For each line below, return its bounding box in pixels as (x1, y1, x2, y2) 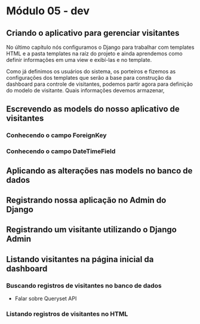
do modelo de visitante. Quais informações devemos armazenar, (6, 87, 165, 94)
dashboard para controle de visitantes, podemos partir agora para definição (6, 80, 193, 88)
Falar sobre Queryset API (14, 295, 77, 302)
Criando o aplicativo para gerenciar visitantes (6, 28, 180, 38)
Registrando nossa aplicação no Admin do (6, 195, 167, 205)
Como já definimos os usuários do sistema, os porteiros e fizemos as (6, 68, 176, 75)
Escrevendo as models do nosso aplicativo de (6, 104, 180, 114)
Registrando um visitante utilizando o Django (6, 225, 177, 235)
